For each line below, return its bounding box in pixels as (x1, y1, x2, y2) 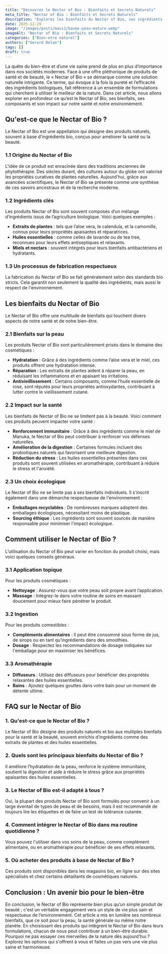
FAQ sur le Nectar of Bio (5, 702, 81, 711)
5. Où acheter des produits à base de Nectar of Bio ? (5, 857, 134, 864)
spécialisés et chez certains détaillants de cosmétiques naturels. (5, 874, 139, 880)
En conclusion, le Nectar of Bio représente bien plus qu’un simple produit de (5, 901, 163, 907)
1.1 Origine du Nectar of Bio (5, 152, 72, 159)
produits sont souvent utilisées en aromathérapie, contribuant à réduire (12, 460, 159, 466)
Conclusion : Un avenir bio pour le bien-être (5, 888, 144, 897)
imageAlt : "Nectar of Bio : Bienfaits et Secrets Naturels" (5, 31, 134, 36)
